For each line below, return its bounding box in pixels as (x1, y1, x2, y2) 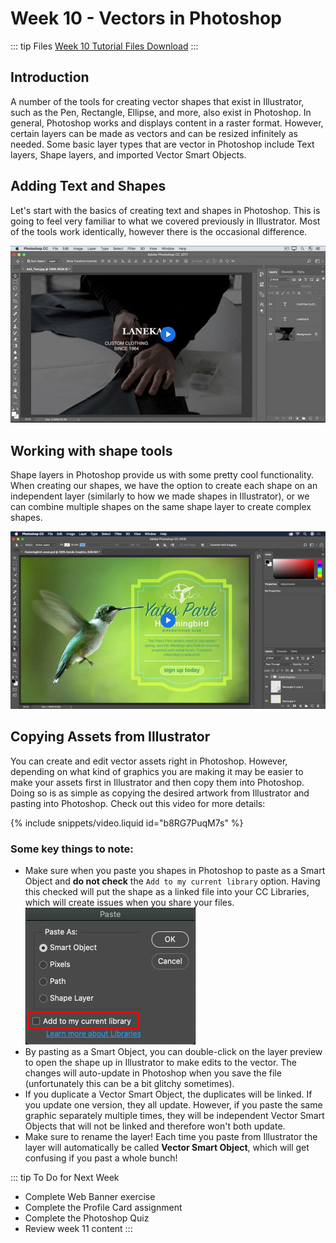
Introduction (10, 69, 90, 86)
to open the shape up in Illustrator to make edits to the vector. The (24, 1056, 297, 1068)
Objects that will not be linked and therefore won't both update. (24, 1120, 286, 1132)
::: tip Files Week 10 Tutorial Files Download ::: (10, 40, 199, 52)
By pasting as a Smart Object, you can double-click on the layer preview (24, 1045, 323, 1057)
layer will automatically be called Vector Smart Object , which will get (24, 1141, 310, 1153)
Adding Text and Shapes (10, 178, 167, 195)
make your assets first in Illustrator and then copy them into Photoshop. (10, 776, 305, 788)
